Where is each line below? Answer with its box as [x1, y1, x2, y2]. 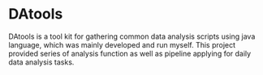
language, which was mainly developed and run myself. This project [8, 40, 236, 49]
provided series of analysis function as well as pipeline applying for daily [8, 48, 252, 58]
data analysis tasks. [8, 57, 75, 67]
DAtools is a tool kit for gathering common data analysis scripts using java [8, 31, 256, 41]
